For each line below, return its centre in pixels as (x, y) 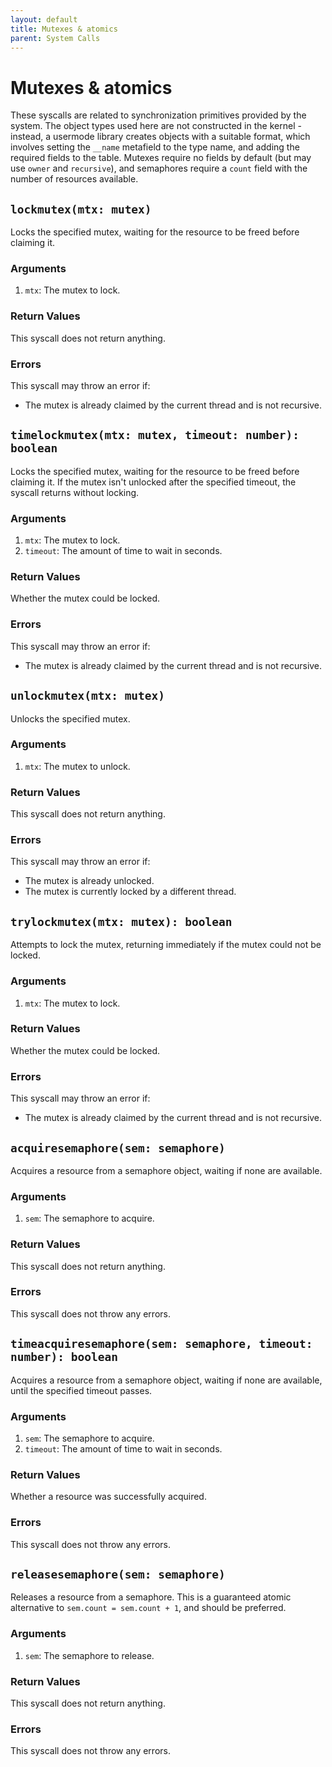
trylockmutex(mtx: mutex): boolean (121, 921)
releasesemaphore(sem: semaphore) (118, 1574)
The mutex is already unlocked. (89, 881)
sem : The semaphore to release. (89, 1655)
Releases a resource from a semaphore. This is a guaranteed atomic (151, 1597)
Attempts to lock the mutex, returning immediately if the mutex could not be (166, 945)
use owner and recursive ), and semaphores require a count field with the (159, 168)
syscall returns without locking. (75, 492)
